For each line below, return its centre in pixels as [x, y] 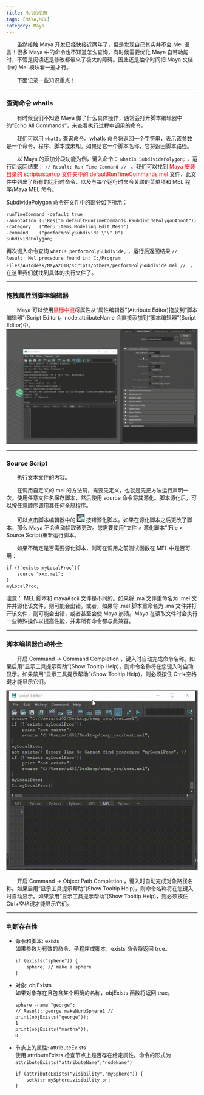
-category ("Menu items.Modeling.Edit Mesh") [68, 226]
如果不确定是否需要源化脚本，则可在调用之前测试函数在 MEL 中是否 [101, 548]
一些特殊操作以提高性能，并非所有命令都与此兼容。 [70, 621]
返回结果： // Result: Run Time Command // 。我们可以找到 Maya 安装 [106, 166]
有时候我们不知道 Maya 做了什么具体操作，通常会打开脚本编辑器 [97, 117]
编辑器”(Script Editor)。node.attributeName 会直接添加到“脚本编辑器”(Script [101, 317]
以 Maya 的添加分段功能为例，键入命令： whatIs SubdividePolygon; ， [105, 159]
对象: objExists [33, 985]
